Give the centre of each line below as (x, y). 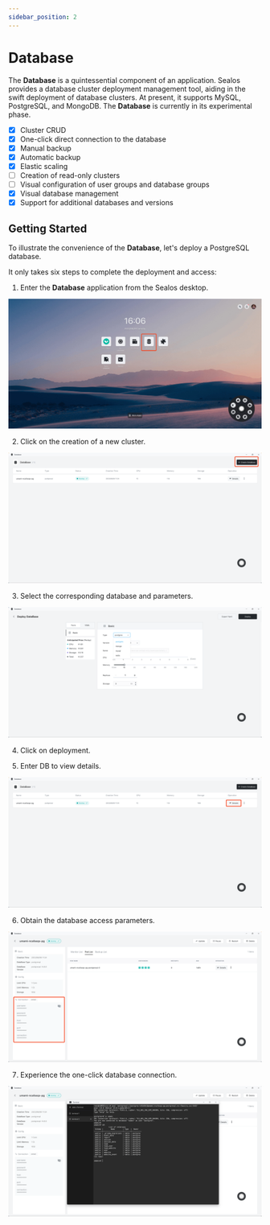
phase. (20, 114)
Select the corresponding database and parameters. (106, 596)
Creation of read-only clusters (70, 175)
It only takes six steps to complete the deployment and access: (112, 272)
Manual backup (46, 148)
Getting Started (48, 228)
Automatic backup (50, 157)
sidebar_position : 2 (43, 17)
